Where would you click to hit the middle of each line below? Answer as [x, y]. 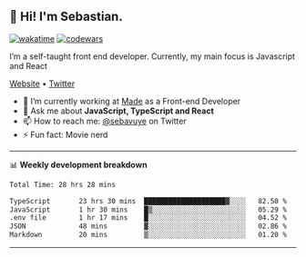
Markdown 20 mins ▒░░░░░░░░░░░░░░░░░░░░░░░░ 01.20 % [148, 235]
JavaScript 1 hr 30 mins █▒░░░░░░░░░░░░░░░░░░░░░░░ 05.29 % [148, 210]
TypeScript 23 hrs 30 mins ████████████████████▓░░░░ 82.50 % [148, 201]
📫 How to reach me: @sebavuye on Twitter [104, 121]
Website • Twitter [42, 84]
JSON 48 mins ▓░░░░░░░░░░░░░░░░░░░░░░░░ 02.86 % [148, 227]
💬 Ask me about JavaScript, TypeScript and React [118, 111]
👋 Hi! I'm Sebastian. [66, 17]
